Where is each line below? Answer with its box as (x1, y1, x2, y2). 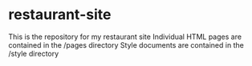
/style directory (8, 49, 59, 58)
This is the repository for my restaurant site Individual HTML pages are (8, 32, 242, 41)
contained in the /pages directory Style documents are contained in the (8, 40, 245, 49)
